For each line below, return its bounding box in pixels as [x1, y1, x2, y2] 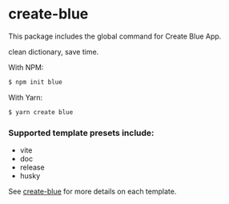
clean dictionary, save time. [8, 47, 99, 56]
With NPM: [8, 62, 44, 72]
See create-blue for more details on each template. [8, 186, 177, 196]
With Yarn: [8, 92, 43, 102]
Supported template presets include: [8, 127, 155, 138]
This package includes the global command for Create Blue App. [8, 31, 222, 41]
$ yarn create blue [8, 108, 74, 116]
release [19, 162, 46, 172]
